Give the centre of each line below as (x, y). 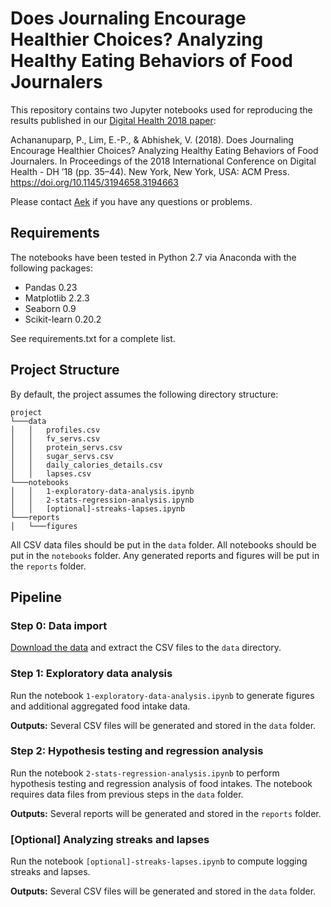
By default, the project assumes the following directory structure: (144, 394)
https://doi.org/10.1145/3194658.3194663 (94, 182)
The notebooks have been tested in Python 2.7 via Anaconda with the (153, 257)
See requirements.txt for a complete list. (93, 338)
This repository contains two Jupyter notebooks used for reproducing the (161, 109)
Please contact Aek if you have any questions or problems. (131, 201)
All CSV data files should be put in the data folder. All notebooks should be (163, 544)
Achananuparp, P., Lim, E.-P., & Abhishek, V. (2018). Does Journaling (152, 139)
